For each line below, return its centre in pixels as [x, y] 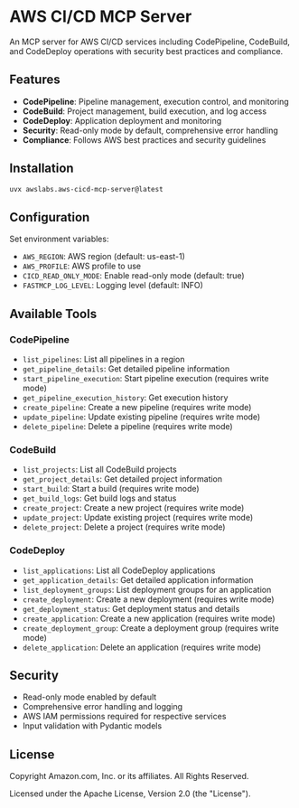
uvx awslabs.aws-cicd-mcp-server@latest [87, 189]
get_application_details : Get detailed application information [138, 579]
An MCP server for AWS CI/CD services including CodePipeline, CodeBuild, [150, 42]
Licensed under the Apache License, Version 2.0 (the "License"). [130, 794]
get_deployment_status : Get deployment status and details [131, 608]
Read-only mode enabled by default [89, 697]
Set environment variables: [59, 239]
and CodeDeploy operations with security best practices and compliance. [146, 51]
